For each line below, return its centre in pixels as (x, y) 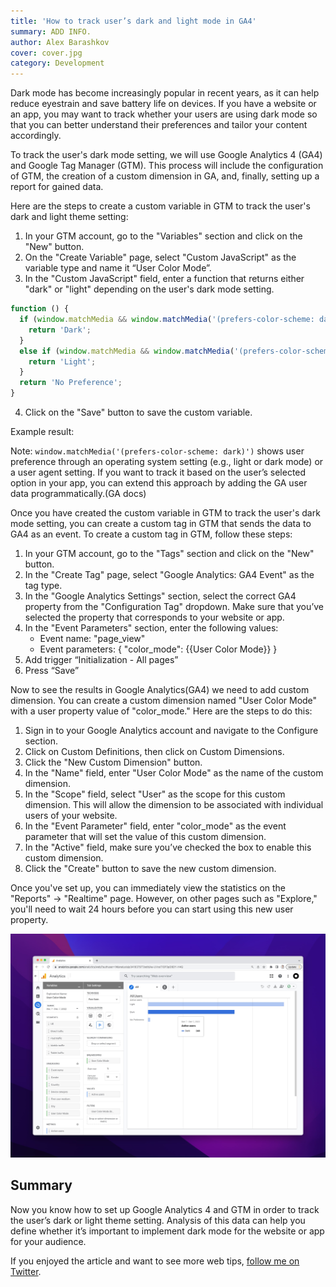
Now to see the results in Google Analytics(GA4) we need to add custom (160, 689)
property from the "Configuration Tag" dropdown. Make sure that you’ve (174, 606)
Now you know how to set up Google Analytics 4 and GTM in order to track (165, 1209)
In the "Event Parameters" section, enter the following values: (151, 628)
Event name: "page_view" (92, 638)
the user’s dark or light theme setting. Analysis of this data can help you (158, 1220)
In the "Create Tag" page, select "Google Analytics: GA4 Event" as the (169, 574)
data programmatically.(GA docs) (78, 493)
